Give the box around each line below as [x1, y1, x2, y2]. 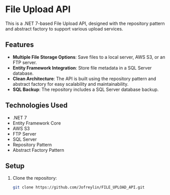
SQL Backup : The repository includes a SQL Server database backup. [12, 86, 159, 92]
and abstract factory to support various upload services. [5, 25, 123, 31]
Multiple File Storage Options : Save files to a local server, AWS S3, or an [12, 54, 165, 60]
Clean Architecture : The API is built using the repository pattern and [12, 75, 156, 82]
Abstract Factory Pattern [12, 147, 64, 153]
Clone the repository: [12, 175, 57, 181]
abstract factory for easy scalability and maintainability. [12, 81, 128, 87]
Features [5, 41, 34, 49]
